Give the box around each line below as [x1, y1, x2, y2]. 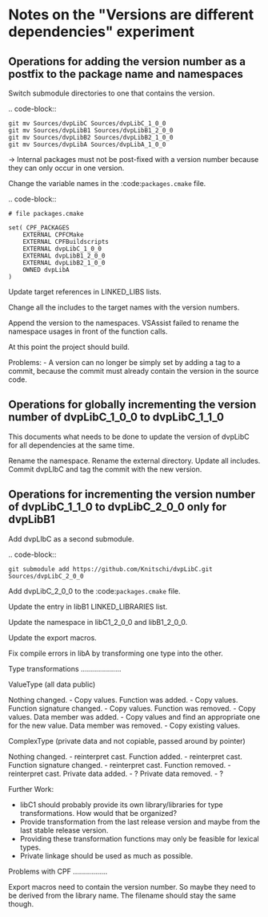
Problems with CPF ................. [8, 866, 108, 876]
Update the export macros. [8, 632, 98, 643]
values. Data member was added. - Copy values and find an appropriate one [8, 712, 261, 721]
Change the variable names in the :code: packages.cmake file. [8, 179, 206, 188]
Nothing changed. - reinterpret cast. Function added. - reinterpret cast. [8, 752, 242, 761]
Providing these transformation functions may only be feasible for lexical [19, 834, 259, 843]
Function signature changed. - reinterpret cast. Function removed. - [8, 760, 231, 769]
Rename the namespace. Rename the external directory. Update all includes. [8, 456, 261, 465]
